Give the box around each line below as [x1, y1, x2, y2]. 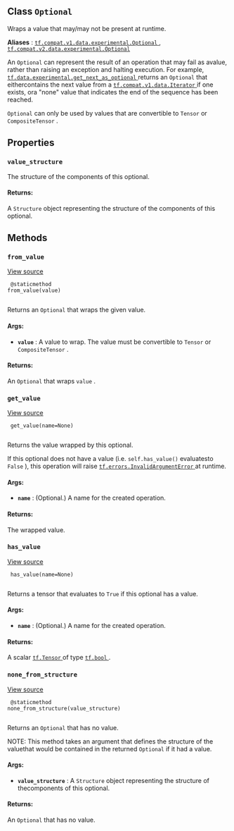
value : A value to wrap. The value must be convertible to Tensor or [17, 338, 212, 346]
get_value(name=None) [10, 422, 74, 429]
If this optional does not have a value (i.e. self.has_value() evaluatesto [7, 455, 214, 463]
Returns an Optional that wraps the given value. [7, 306, 146, 314]
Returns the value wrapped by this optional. [7, 441, 134, 450]
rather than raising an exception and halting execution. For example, [7, 65, 204, 73]
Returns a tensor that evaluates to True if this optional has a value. [7, 589, 198, 598]
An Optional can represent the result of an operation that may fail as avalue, [7, 58, 227, 66]
